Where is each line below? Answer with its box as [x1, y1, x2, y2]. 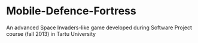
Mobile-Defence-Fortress [6, 4, 136, 18]
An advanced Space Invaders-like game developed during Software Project [6, 24, 193, 31]
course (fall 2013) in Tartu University [6, 30, 96, 37]
